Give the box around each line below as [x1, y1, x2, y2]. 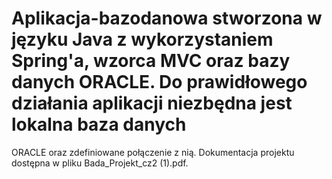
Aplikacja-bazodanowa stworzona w [11, 7, 323, 30]
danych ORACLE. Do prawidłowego [11, 71, 308, 94]
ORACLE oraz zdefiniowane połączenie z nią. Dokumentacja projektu [11, 146, 295, 158]
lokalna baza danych [11, 113, 187, 136]
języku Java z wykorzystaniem [11, 28, 274, 51]
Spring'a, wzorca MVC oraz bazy [11, 50, 291, 72]
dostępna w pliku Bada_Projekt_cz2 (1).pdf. [11, 157, 189, 169]
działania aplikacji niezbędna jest [11, 92, 293, 115]
